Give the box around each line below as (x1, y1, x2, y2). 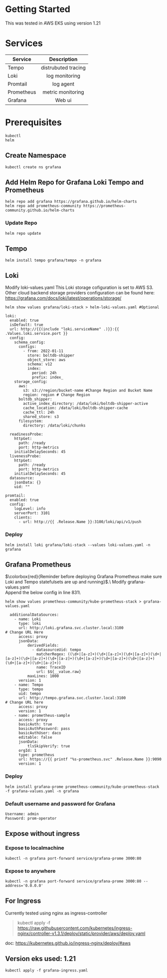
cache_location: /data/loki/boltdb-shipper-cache (23, 405, 128, 411)
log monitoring (46, 72, 81, 79)
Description (49, 56, 78, 63)
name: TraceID (36, 665, 66, 670)
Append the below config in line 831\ (5, 590, 81, 596)
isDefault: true (9, 322, 43, 327)
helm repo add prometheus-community (5, 204, 81, 209)
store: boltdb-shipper (27, 353, 75, 358)
